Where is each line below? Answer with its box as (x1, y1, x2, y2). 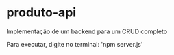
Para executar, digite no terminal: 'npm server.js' (6, 40, 143, 48)
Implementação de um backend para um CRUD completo (6, 27, 168, 35)
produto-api (6, 5, 77, 20)
